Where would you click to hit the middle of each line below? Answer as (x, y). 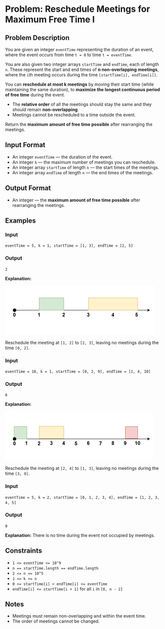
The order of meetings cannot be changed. (56, 621)
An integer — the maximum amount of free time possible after (76, 200)
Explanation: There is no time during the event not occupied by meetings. (80, 535)
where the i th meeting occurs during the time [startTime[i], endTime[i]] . (81, 75)
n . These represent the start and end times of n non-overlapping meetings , (82, 69)
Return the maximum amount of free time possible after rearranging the (79, 124)
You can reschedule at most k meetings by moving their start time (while (80, 84)
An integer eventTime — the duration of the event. (62, 157)
